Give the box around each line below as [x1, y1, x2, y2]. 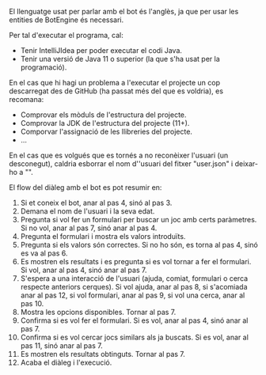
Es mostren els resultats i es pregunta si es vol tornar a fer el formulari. [20, 257, 252, 266]
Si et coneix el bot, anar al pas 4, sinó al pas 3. [20, 198, 173, 207]
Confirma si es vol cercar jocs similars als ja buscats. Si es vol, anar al [20, 332, 249, 342]
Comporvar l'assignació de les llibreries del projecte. [20, 127, 193, 136]
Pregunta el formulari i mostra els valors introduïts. [20, 232, 186, 241]
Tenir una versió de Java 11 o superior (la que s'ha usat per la [20, 55, 220, 63]
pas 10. [20, 299, 44, 308]
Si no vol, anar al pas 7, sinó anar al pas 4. [20, 223, 158, 233]
